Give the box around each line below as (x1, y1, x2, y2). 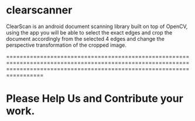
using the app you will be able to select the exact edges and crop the (6, 29, 173, 36)
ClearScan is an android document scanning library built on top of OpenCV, (6, 23, 188, 30)
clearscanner (6, 4, 73, 17)
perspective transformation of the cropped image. (6, 42, 127, 49)
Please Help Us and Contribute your (6, 92, 183, 105)
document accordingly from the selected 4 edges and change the (6, 35, 165, 42)
